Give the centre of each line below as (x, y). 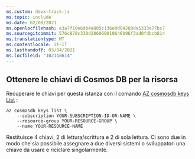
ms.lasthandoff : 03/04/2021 (41, 50)
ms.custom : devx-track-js (38, 12)
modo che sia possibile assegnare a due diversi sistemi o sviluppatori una (96, 144)
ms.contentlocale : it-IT (37, 45)
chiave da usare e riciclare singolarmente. (57, 150)
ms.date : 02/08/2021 (32, 22)
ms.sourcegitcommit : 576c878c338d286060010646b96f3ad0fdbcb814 (86, 34)
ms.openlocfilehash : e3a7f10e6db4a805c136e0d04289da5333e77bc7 (86, 28)
